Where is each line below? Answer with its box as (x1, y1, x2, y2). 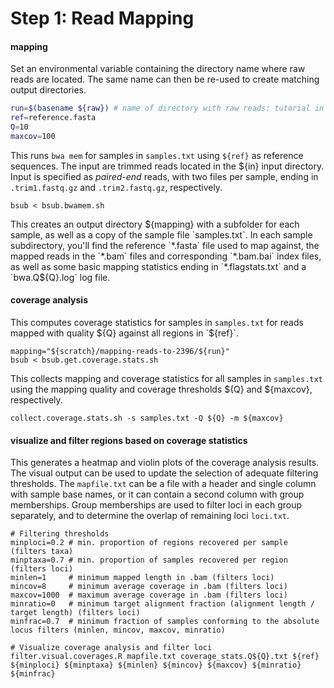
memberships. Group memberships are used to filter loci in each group (10, 499, 303, 511)
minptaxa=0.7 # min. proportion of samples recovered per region (10, 555, 288, 566)
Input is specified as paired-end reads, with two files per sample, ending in (10, 170, 319, 182)
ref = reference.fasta (10, 113, 97, 123)
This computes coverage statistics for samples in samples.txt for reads (10, 317, 304, 329)
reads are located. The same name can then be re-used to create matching (10, 73, 320, 86)
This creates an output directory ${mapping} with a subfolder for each (10, 218, 300, 230)
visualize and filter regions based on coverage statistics (10, 434, 248, 446)
